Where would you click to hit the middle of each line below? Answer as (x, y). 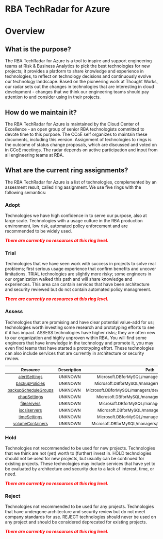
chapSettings (30, 397)
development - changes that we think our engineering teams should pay (77, 92)
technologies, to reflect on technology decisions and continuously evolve (78, 76)
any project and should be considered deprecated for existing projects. (76, 522)
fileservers (30, 403)
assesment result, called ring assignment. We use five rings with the (73, 187)
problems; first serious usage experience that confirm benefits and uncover (81, 269)
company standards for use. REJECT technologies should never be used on (81, 517)
